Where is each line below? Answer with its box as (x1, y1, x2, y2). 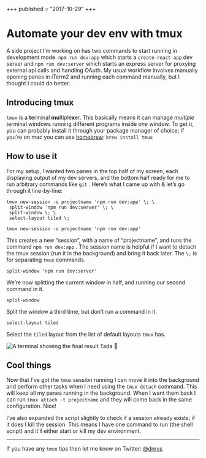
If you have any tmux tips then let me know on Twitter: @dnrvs (6, 445, 163, 452)
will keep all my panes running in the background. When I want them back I (6, 389, 196, 397)
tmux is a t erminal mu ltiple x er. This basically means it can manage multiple (6, 114, 195, 121)
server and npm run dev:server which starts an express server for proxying (6, 60, 196, 67)
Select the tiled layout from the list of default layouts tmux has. (6, 330, 166, 338)
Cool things (6, 360, 51, 370)
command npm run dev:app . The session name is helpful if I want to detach (6, 243, 197, 250)
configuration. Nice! (6, 402, 56, 410)
